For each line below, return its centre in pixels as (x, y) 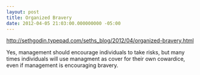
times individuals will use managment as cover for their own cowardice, (96, 59)
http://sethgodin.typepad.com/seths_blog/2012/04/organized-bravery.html (100, 41)
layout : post (23, 12)
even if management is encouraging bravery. (62, 65)
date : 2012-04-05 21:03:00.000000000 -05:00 (64, 23)
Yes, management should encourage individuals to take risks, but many (96, 52)
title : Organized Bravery (39, 18)
